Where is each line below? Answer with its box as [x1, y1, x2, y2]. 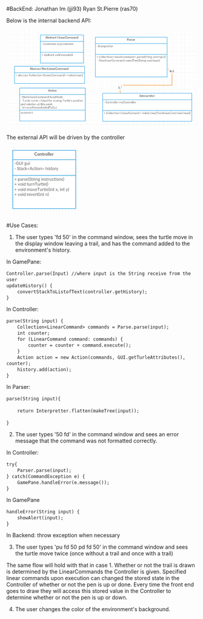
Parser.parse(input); [17, 467, 72, 473]
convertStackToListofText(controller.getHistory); [17, 288, 148, 295]
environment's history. [15, 246, 72, 254]
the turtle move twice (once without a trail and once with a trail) [15, 549, 174, 557]
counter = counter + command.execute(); [28, 342, 131, 348]
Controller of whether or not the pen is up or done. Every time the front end [6, 581, 195, 588]
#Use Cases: [6, 222, 38, 229]
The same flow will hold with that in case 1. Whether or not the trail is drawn [6, 561, 195, 569]
